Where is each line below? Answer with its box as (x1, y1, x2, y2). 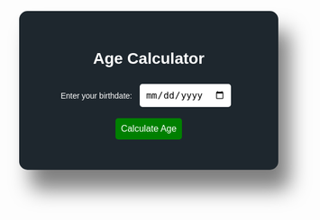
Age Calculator (93, 49, 205, 68)
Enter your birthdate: (59, 91, 133, 101)
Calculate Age (120, 123, 178, 134)
